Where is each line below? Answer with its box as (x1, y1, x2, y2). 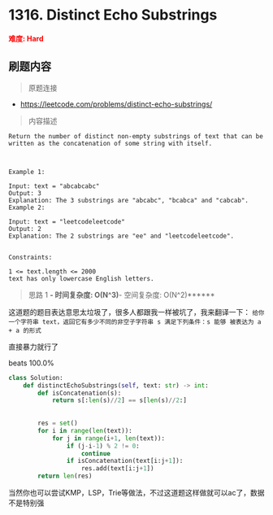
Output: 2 (8, 225, 42, 233)
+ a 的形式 (8, 326, 42, 334)
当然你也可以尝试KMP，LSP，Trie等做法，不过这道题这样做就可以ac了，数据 (8, 488, 265, 497)
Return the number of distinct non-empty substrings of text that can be (8, 132, 264, 140)
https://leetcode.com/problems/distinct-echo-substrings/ (19, 99, 213, 109)
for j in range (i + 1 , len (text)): (51, 434, 165, 443)
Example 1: (8, 168, 45, 176)
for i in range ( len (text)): (37, 426, 132, 434)
